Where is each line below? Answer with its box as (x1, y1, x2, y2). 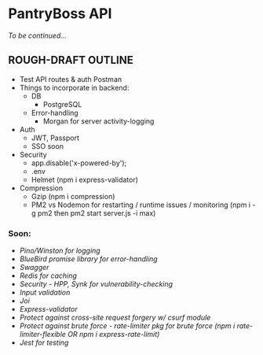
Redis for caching (19, 271, 77, 280)
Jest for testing (19, 338, 69, 347)
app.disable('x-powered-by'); (31, 158, 127, 168)
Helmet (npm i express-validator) (31, 175, 139, 184)
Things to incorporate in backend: (19, 83, 130, 92)
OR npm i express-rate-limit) (68, 330, 160, 339)
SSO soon (31, 141, 64, 150)
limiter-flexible (19, 330, 67, 339)
